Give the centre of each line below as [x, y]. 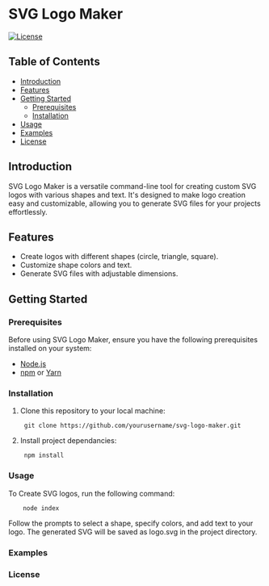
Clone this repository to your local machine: [92, 411]
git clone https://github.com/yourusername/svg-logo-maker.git [132, 426]
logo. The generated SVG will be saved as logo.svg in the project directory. [133, 532]
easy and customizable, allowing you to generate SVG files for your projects [134, 203]
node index [41, 508]
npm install [44, 456]
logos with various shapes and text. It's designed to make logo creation [127, 195]
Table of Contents [55, 62]
